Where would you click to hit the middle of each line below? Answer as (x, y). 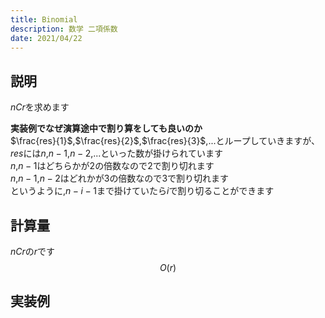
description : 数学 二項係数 (64, 29)
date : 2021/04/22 (46, 38)
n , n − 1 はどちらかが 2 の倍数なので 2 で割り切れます (112, 166)
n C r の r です (33, 251)
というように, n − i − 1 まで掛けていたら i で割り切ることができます (142, 191)
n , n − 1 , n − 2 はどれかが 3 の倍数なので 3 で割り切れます (120, 178)
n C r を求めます (40, 107)
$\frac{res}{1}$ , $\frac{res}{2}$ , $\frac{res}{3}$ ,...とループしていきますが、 (165, 141)
